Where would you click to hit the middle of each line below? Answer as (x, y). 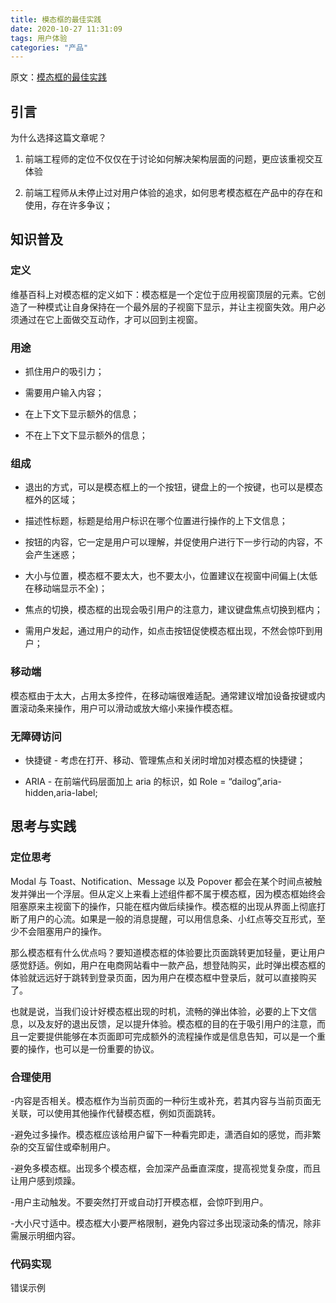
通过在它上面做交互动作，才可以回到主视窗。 (110, 319)
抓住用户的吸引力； (64, 372)
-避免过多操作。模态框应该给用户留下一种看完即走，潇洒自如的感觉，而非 (161, 1134)
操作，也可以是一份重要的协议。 (93, 1048)
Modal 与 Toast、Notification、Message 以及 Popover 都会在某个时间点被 (162, 881)
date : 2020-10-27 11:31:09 (66, 29)
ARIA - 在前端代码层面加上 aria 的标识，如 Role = (125, 781)
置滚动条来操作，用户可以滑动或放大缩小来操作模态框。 (124, 708)
